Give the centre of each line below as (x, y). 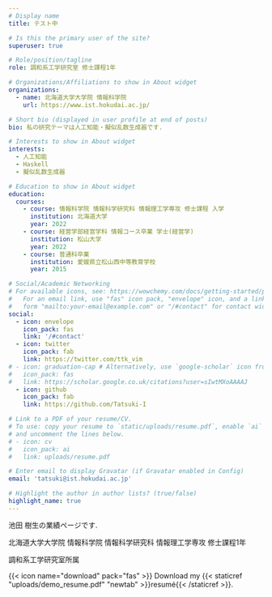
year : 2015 (48, 269)
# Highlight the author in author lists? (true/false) (103, 494)
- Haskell (32, 164)
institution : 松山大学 (66, 239)
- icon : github (41, 390)
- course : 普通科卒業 (56, 254)
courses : (30, 202)
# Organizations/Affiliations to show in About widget (103, 83)
